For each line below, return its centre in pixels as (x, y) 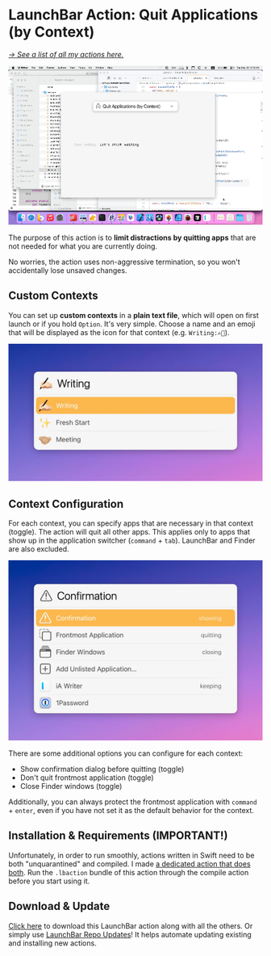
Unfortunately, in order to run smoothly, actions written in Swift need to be (131, 855)
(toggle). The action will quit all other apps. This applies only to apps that (129, 532)
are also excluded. (39, 549)
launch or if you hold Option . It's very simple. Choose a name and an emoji (132, 324)
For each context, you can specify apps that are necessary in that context (131, 523)
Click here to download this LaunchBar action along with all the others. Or (131, 925)
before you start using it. (49, 881)
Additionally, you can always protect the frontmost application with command (133, 802)
